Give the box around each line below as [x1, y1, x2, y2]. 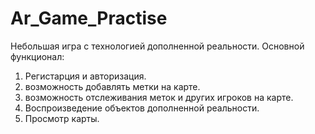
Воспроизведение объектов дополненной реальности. [24, 102, 260, 114]
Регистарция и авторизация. [24, 70, 147, 82]
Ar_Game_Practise [10, 7, 168, 30]
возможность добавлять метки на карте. [24, 80, 201, 92]
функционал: [10, 50, 65, 62]
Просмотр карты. [24, 112, 100, 124]
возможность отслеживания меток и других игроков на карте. [24, 91, 294, 103]
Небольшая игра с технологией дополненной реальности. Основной [10, 40, 305, 52]
